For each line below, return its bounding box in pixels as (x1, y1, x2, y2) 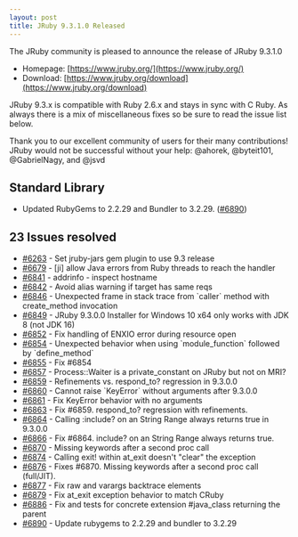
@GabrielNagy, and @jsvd (9, 154, 106, 165)
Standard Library (9, 180, 105, 195)
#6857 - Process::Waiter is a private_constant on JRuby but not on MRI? (21, 367, 286, 378)
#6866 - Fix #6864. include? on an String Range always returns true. (21, 433, 275, 443)
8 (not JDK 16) (21, 320, 76, 330)
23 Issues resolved (9, 229, 117, 245)
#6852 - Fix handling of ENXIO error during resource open (21, 329, 237, 339)
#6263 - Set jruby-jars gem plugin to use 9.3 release (21, 253, 215, 264)
